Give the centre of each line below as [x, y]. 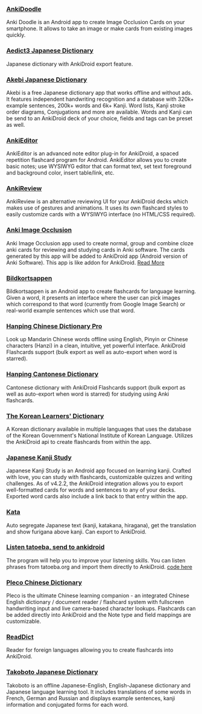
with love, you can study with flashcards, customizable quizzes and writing [99, 477]
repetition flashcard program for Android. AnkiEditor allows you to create [96, 160]
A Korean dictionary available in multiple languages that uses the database [99, 429]
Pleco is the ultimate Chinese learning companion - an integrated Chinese [98, 596]
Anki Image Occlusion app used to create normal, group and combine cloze [100, 243]
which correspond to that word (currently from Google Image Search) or [96, 304]
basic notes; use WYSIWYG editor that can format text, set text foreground [99, 166]
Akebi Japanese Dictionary [47, 79]
